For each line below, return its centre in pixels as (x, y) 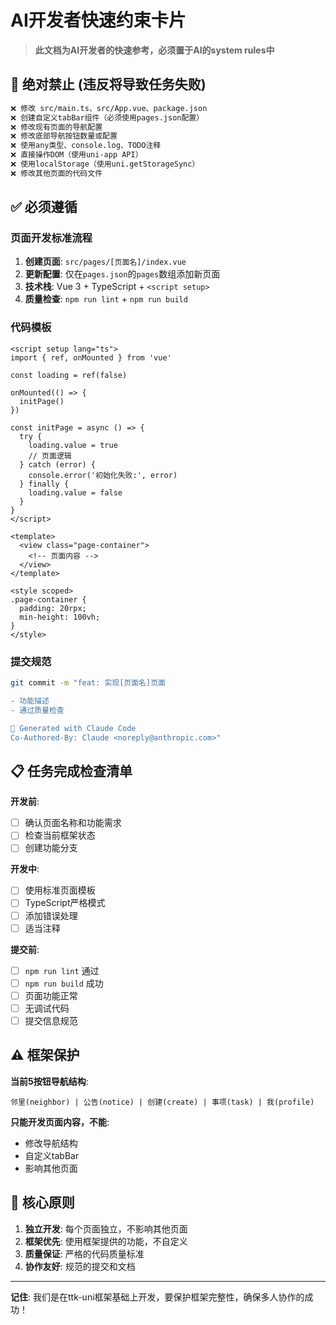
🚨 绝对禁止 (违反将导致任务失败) (108, 84)
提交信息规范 (51, 1020)
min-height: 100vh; (60, 617)
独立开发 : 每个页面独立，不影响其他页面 (106, 1228)
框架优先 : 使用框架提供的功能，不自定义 (106, 1241)
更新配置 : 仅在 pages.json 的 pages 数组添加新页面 (122, 274)
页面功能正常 (51, 995)
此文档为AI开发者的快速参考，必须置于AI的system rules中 (154, 50)
